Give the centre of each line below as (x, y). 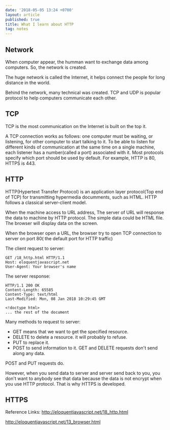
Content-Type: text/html (32, 294)
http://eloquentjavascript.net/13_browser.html (53, 422)
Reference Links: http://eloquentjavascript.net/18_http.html (67, 412)
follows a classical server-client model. (46, 203)
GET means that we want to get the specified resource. (70, 332)
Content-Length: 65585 (29, 290)
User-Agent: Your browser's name (41, 267)
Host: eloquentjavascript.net (37, 262)
